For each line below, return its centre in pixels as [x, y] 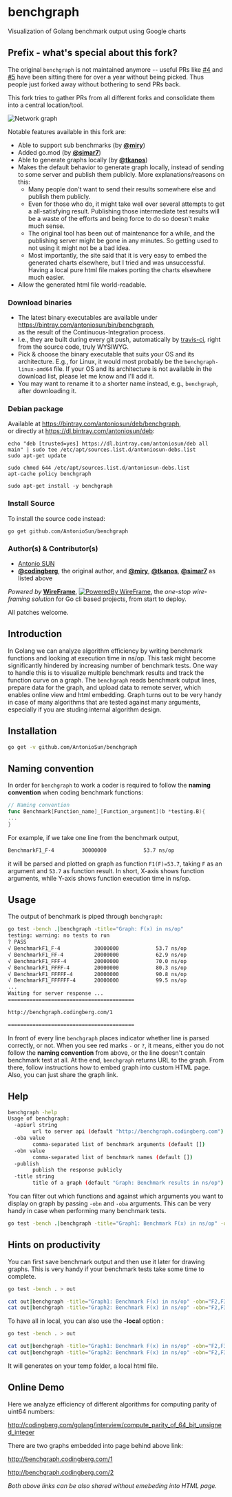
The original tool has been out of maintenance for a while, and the [122, 233]
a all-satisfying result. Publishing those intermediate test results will [124, 211]
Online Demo [36, 1388]
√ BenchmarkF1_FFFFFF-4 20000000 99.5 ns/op [97, 981]
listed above [35, 578]
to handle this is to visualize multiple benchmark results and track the [106, 673]
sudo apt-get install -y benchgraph [60, 486]
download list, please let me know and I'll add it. [86, 376]
